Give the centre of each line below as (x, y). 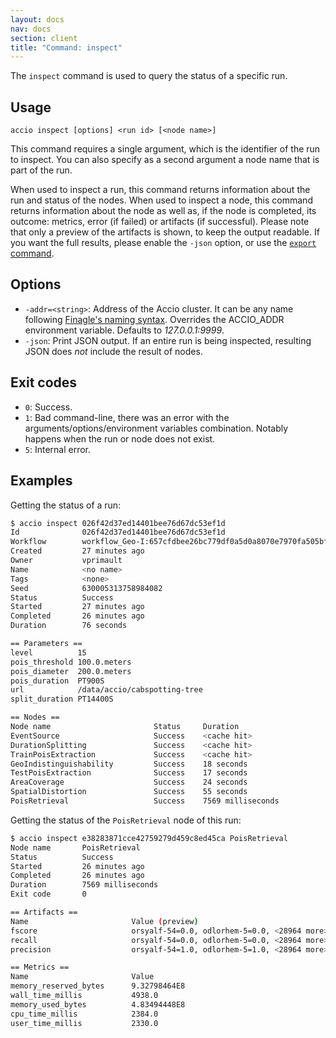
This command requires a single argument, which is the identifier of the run (165, 149)
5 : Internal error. (58, 449)
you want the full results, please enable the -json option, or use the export (163, 243)
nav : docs (31, 29)
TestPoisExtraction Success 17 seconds (129, 773)
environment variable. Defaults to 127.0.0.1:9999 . (124, 330)
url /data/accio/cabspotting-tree (106, 690)
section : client (44, 38)
